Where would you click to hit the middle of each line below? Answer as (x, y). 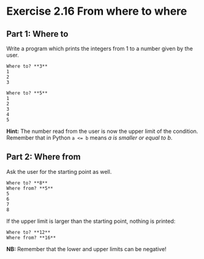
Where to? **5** (27, 93)
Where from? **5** (30, 188)
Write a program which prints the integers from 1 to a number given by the (100, 48)
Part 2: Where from (43, 157)
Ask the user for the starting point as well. (59, 171)
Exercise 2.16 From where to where (97, 11)
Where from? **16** (31, 238)
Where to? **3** (27, 66)
